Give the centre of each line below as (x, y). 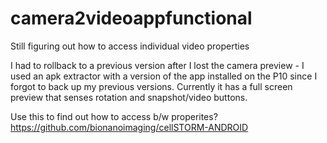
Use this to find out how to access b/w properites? (114, 116)
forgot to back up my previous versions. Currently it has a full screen (151, 86)
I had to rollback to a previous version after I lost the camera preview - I (157, 65)
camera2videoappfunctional (131, 18)
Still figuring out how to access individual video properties (130, 46)
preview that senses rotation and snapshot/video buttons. (129, 97)
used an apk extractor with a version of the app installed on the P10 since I (164, 76)
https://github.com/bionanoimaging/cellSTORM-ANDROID (129, 127)
